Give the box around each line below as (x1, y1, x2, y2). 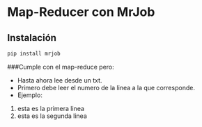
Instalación (7, 32, 57, 44)
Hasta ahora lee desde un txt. (17, 76, 102, 84)
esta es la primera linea (17, 104, 85, 112)
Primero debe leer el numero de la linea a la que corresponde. (17, 83, 195, 92)
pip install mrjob (7, 50, 61, 57)
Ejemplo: (17, 91, 43, 99)
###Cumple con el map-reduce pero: (7, 62, 115, 71)
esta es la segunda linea (17, 112, 87, 120)
